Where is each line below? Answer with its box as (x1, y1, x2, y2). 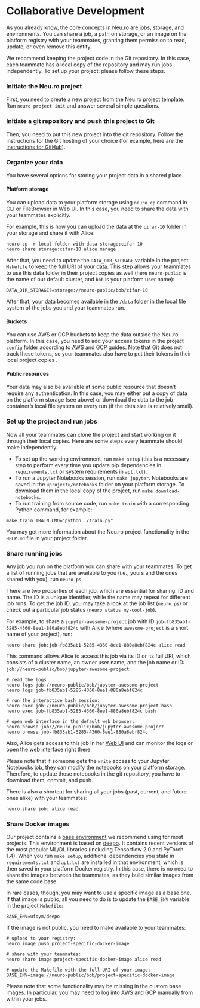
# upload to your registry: (6, 936, 76, 942)
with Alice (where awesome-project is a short (79, 624, 189, 632)
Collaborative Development (6, 4, 145, 18)
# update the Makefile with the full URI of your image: (6, 967, 151, 973)
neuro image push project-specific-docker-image (6, 941, 130, 947)
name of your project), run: (6, 630, 73, 638)
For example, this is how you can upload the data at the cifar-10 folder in (6, 223, 187, 231)
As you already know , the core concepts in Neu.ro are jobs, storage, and (6, 24, 184, 31)
